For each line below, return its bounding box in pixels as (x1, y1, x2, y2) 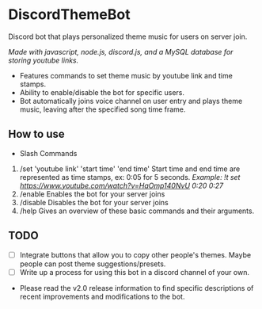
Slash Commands (19, 148, 78, 158)
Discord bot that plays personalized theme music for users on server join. (8, 32, 248, 41)
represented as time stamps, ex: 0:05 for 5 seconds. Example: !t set (19, 172, 241, 181)
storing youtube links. (8, 55, 79, 65)
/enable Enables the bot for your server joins (19, 189, 165, 199)
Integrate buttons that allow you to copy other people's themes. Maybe (19, 250, 252, 259)
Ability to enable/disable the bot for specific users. (19, 87, 184, 97)
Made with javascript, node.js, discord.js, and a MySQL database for (8, 47, 234, 56)
